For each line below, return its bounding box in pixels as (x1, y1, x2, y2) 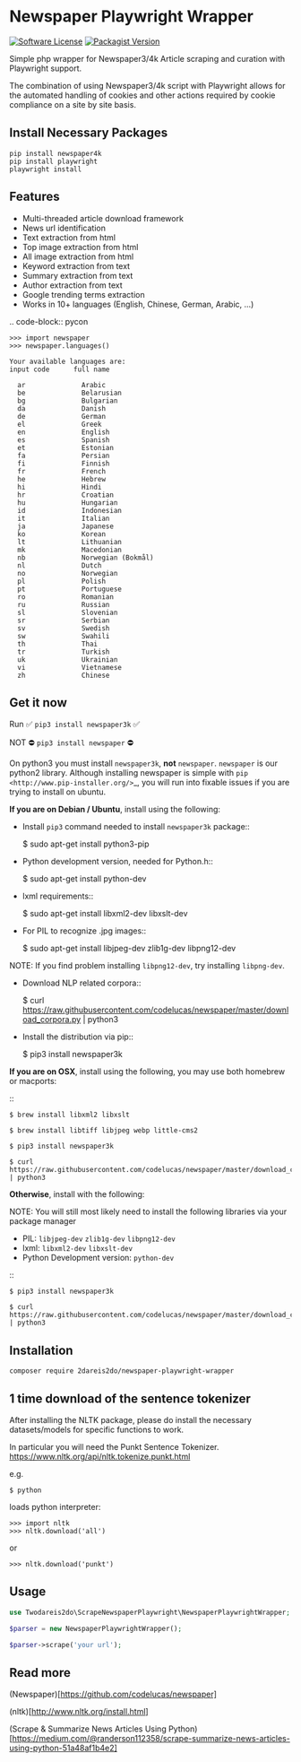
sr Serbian (17, 616, 110, 625)
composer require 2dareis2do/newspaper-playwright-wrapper (9, 1367, 235, 1376)
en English (17, 428, 110, 437)
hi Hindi (17, 482, 102, 491)
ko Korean (17, 529, 106, 539)
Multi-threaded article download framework (21, 213, 184, 223)
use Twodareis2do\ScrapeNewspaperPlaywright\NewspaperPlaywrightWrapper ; (9, 1608, 291, 1617)
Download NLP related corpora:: (21, 977, 142, 988)
